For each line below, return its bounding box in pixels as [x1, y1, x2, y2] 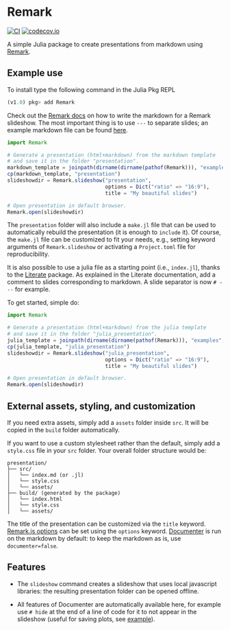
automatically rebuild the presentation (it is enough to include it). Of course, [7, 228, 221, 237]
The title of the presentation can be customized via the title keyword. [7, 520, 206, 528]
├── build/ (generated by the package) [7, 489, 121, 496]
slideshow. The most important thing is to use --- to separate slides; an [7, 118, 209, 127]
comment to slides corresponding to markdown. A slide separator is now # [7, 278, 217, 286]
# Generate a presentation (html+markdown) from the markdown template [7, 152, 216, 159]
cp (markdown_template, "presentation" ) [7, 171, 121, 178]
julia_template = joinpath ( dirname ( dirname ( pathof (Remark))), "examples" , [7, 337, 225, 344]
